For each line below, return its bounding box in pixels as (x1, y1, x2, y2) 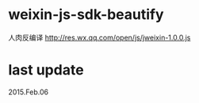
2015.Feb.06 (8, 87, 49, 97)
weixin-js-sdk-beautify (8, 6, 164, 24)
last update (8, 61, 85, 79)
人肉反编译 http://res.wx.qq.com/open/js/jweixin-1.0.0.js (8, 32, 191, 42)
